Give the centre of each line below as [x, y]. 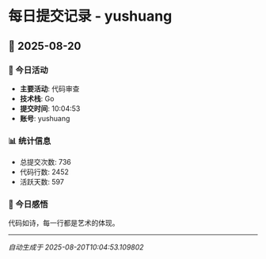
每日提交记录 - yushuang [90, 16]
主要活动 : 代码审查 [49, 89]
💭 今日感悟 [28, 204]
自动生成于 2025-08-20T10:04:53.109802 [76, 247]
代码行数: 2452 [44, 172]
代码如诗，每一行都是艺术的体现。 [64, 223]
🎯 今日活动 [28, 70]
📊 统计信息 [30, 141]
